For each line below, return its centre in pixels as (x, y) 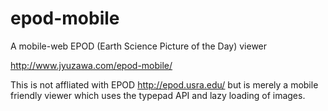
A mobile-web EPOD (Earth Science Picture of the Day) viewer (139, 46)
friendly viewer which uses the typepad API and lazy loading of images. (158, 95)
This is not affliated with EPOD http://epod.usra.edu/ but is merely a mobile (164, 84)
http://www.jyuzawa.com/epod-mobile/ (91, 65)
